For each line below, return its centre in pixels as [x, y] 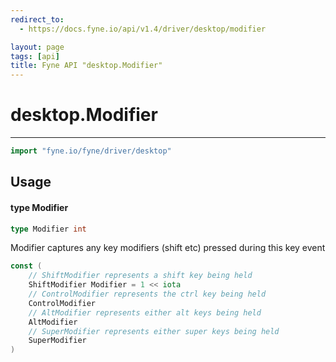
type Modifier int [48, 229]
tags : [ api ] [35, 56]
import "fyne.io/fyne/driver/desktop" [91, 151]
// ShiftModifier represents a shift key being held [140, 276]
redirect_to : [37, 19]
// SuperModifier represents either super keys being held [154, 331]
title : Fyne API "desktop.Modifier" [86, 66]
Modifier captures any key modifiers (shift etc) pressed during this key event [168, 248]
